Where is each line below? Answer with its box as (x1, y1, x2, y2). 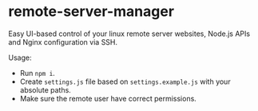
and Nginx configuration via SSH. (8, 37, 118, 46)
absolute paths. (19, 85, 72, 94)
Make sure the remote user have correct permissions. (19, 93, 197, 103)
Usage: (8, 53, 32, 62)
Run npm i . (19, 68, 56, 77)
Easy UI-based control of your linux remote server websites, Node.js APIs (8, 29, 250, 38)
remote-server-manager (8, 2, 174, 21)
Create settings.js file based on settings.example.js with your (19, 77, 231, 86)
